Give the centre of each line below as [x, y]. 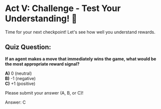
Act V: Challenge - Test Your [63, 8]
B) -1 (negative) [21, 78]
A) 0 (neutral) [19, 73]
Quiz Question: [28, 47]
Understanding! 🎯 [41, 19]
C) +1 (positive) [20, 83]
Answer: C [15, 102]
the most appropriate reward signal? [42, 64]
